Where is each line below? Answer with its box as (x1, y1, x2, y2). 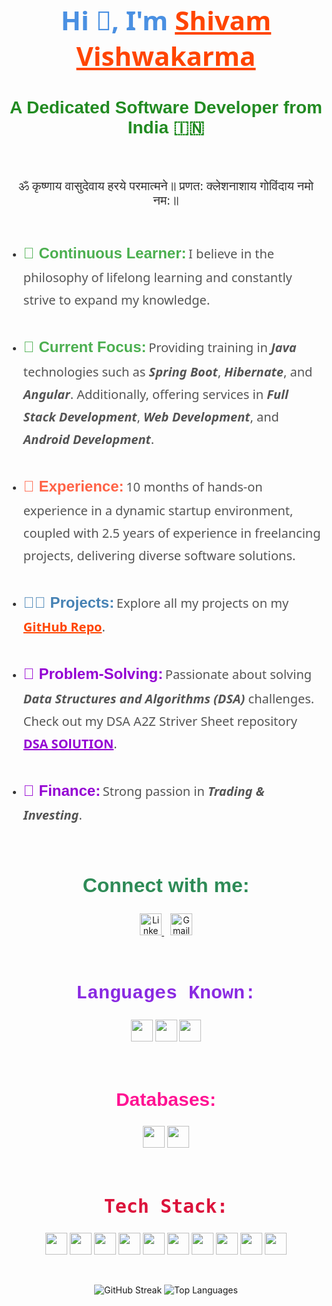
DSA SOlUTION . (22, 734, 118, 753)
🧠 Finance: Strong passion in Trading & (22, 781, 265, 800)
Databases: (115, 1089, 217, 1111)
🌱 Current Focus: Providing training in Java (22, 338, 297, 357)
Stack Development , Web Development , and (22, 407, 280, 426)
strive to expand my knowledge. (22, 291, 211, 309)
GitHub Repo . (22, 618, 106, 636)
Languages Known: (75, 982, 257, 1005)
